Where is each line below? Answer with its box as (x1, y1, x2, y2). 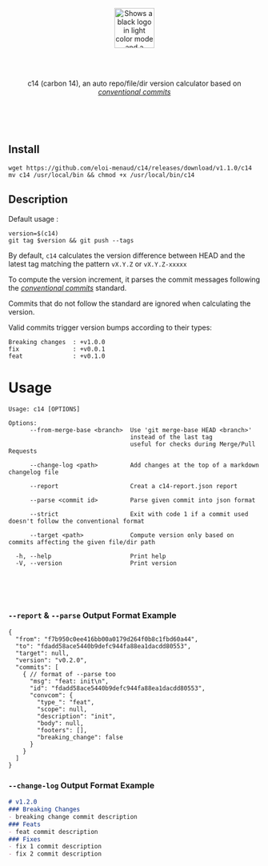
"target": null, (15, 649, 70, 657)
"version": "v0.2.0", (15, 656, 88, 664)
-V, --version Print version (15, 559, 178, 567)
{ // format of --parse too (22, 670, 116, 678)
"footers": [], (37, 726, 88, 734)
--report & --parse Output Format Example (8, 610, 177, 621)
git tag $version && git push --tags (8, 236, 134, 244)
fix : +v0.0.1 (8, 345, 106, 353)
